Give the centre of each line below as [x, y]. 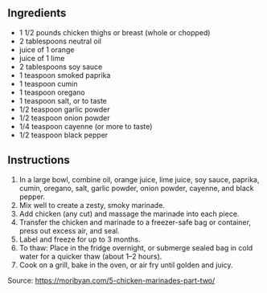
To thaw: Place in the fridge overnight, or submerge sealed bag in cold [136, 247]
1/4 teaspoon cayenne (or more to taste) [86, 126]
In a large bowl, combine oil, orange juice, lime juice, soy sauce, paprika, [139, 179]
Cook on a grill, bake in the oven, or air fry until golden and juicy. [126, 265]
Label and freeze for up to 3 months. [80, 239]
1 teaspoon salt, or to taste [63, 100]
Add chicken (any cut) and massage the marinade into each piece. [129, 214]
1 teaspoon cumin [48, 83]
